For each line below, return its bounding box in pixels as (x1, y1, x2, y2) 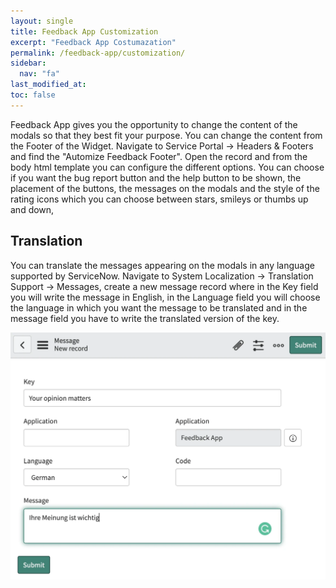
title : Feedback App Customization (10, 26, 159, 37)
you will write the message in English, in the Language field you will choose (10, 291, 321, 303)
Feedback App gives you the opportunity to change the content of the (10, 118, 298, 130)
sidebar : (10, 58, 47, 69)
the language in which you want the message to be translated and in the (10, 301, 308, 314)
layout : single (10, 16, 74, 26)
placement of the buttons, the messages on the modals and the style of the (10, 182, 320, 194)
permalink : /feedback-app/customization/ (10, 48, 186, 58)
